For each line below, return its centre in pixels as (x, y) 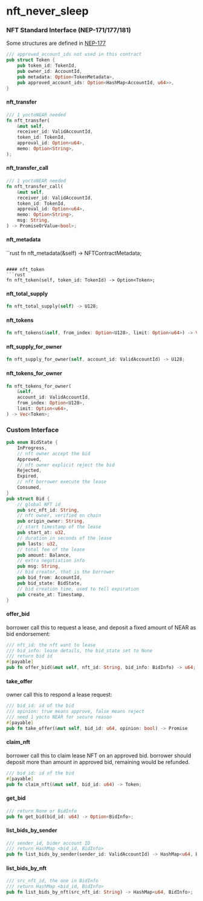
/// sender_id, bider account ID (48, 843)
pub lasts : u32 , (38, 544)
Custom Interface (33, 430)
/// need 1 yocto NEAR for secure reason (59, 717)
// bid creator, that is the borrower (66, 572)
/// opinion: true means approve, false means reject (76, 712)
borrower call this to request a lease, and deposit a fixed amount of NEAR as (101, 627)
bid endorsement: (28, 634)
